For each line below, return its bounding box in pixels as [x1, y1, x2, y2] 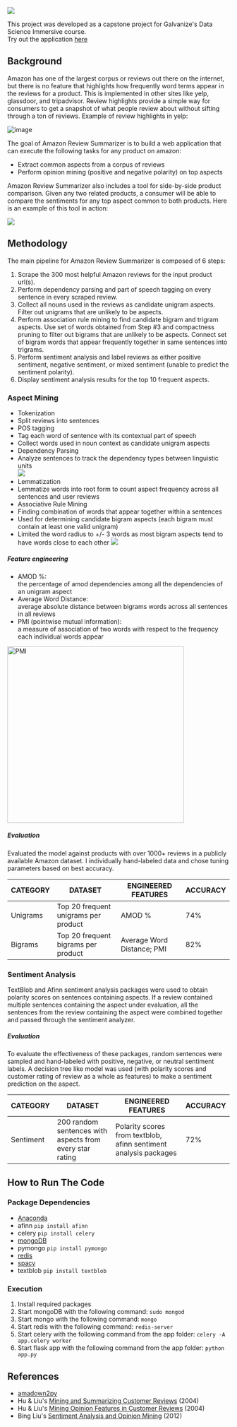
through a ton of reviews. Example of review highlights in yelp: [7, 112, 188, 120]
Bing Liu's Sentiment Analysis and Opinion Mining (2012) [17, 1411, 182, 1420]
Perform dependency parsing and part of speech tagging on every [17, 285, 212, 293]
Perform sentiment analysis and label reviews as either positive [17, 353, 201, 361]
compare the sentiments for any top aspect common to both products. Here [7, 196, 228, 205]
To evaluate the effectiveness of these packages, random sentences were [7, 1050, 223, 1058]
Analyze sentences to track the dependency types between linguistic [17, 454, 219, 462]
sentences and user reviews [17, 492, 100, 501]
